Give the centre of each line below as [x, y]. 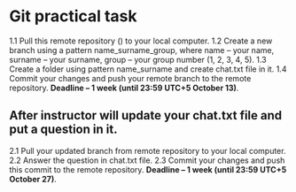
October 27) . [33, 179]
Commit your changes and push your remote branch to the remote [130, 78]
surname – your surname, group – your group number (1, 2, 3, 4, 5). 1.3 [138, 59]
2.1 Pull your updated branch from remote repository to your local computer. [148, 150]
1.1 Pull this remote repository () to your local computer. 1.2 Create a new [141, 41]
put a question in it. [63, 130]
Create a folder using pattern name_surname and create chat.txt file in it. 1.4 [148, 69]
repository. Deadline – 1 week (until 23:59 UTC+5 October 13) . [124, 88]
